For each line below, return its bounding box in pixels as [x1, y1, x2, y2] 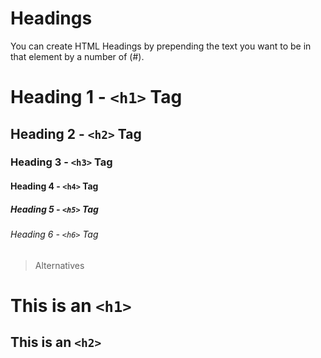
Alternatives [34, 259, 85, 271]
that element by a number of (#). [10, 50, 145, 62]
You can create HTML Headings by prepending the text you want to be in [10, 40, 312, 52]
